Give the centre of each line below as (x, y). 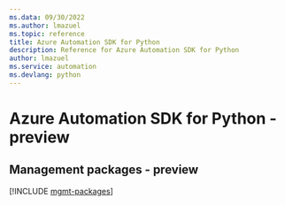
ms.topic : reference (47, 34)
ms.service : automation (53, 67)
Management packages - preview (104, 170)
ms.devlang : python (45, 75)
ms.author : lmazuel (45, 26)
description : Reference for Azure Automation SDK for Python (124, 50)
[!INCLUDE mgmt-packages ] (61, 191)
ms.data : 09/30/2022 (47, 17)
